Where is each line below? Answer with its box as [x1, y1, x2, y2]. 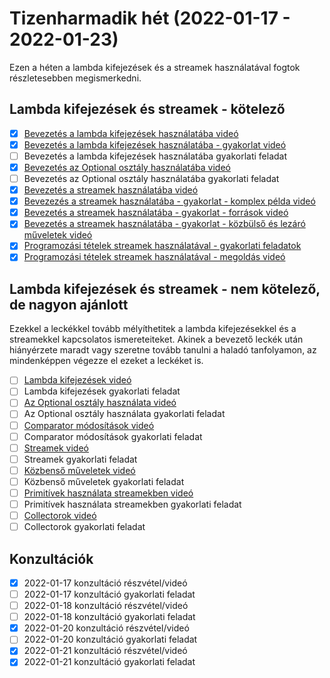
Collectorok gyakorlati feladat [23, 521, 146, 533]
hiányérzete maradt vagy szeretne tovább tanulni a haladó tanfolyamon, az [9, 344, 317, 356]
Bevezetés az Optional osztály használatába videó [23, 161, 231, 173]
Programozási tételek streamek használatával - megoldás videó [23, 251, 286, 263]
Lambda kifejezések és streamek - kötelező [9, 101, 286, 118]
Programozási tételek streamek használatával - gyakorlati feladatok [23, 240, 302, 252]
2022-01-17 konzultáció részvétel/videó [23, 577, 188, 589]
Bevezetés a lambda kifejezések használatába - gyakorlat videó [23, 138, 287, 151]
